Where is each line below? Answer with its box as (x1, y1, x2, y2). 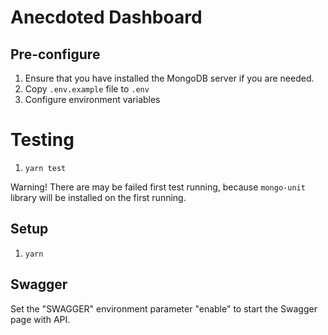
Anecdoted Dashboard (10, 6, 203, 29)
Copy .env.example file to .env (24, 83, 150, 95)
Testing (10, 129, 75, 151)
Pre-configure (10, 46, 101, 63)
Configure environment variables (24, 94, 161, 105)
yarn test (24, 163, 67, 173)
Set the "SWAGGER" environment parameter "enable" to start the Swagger (10, 302, 318, 315)
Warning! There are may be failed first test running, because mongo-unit (10, 181, 306, 193)
